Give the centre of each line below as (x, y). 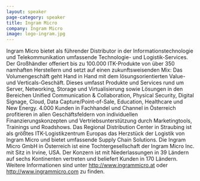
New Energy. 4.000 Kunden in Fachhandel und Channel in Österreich (91, 108)
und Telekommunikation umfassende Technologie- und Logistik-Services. (97, 57)
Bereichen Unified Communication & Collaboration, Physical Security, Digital (100, 96)
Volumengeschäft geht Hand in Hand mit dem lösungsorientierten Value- (96, 76)
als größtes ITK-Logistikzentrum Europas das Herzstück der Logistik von (96, 134)
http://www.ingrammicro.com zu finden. (55, 171)
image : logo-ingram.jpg (36, 34)
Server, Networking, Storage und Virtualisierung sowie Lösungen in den (95, 89)
